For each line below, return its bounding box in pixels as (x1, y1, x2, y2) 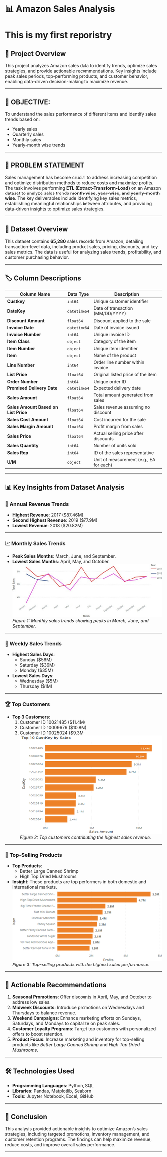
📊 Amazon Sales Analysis (5, 3, 115, 15)
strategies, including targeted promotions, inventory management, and (5, 1131, 150, 1137)
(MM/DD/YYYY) (93, 311, 126, 317)
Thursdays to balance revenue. (12, 1010, 76, 1016)
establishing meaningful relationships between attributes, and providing (5, 200, 152, 206)
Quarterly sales (12, 131, 44, 137)
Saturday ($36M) (19, 662, 55, 668)
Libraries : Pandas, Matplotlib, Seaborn (12, 1088, 92, 1094)
